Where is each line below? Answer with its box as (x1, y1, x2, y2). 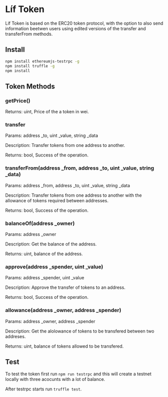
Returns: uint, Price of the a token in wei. (5, 109, 89, 115)
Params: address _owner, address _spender (5, 318, 95, 324)
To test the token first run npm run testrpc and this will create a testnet (5, 371, 152, 377)
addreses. (5, 333, 26, 339)
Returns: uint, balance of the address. (5, 251, 83, 257)
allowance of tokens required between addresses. (5, 197, 109, 203)
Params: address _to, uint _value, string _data (5, 132, 98, 139)
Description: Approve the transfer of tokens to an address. (5, 284, 126, 290)
